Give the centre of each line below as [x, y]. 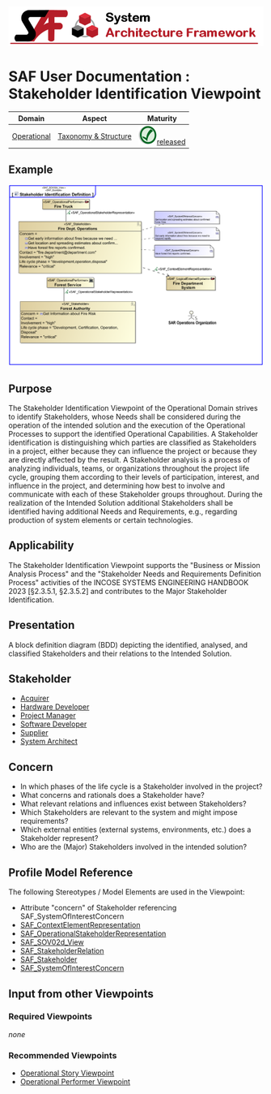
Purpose [30, 388]
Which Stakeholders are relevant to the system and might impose [129, 812]
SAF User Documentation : [99, 76]
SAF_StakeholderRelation [62, 951]
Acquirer [35, 698]
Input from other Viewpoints [81, 994]
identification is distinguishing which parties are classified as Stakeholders [133, 443]
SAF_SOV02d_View [52, 942]
